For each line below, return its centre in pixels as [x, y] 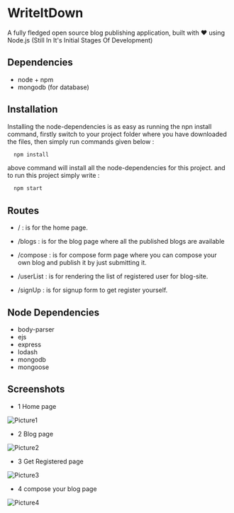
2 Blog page [35, 434]
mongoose [33, 367]
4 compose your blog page [57, 489]
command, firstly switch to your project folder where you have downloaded [117, 134]
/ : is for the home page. [53, 227]
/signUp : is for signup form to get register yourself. [93, 290]
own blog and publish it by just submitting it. [82, 263]
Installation [33, 109]
